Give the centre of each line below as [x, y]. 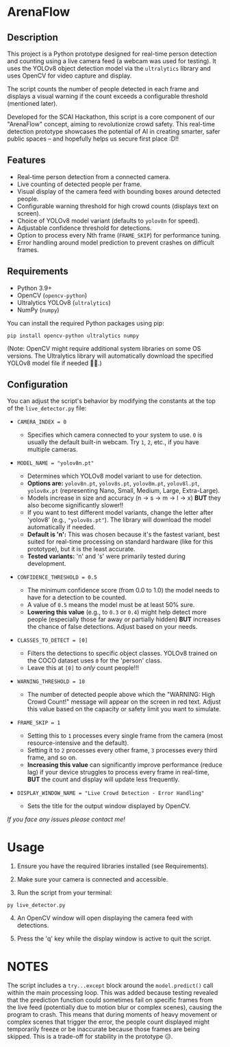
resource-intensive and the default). [78, 743]
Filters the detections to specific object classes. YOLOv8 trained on [122, 654]
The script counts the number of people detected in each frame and [103, 89]
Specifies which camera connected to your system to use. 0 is [115, 435]
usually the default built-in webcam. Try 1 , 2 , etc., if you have [113, 442]
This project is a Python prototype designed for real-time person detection [112, 54]
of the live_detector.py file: [47, 409]
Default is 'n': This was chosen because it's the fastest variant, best [124, 534]
